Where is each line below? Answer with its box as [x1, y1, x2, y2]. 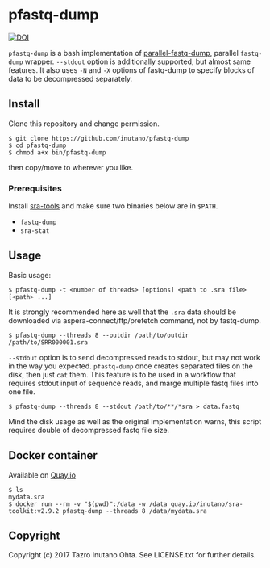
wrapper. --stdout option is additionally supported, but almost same [24, 57, 251, 66]
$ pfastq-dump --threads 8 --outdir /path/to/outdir [8, 331, 189, 339]
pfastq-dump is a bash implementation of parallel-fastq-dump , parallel [8, 48, 239, 57]
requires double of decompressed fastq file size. [8, 425, 170, 435]
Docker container [8, 448, 98, 462]
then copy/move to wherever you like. [8, 162, 134, 172]
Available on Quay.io [8, 470, 77, 480]
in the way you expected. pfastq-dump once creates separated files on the [8, 361, 254, 371]
